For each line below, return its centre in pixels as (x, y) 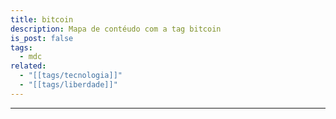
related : (28, 66)
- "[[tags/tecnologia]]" (71, 76)
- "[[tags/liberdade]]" (68, 85)
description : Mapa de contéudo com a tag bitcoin (116, 29)
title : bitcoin (42, 19)
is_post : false (42, 38)
